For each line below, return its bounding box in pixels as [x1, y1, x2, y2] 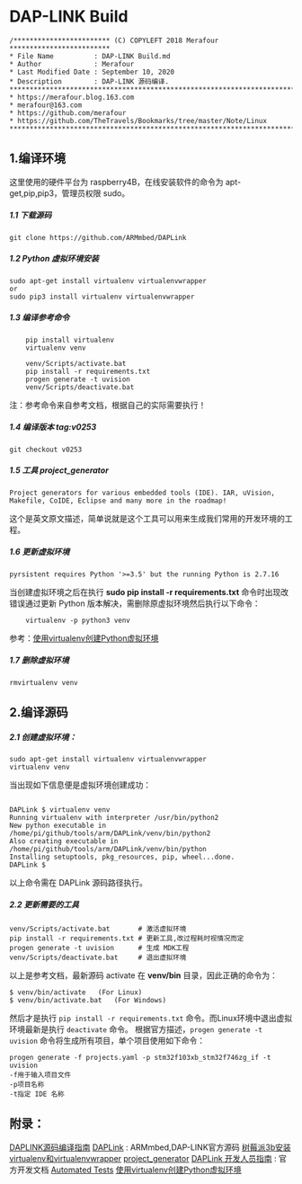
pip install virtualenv [25, 335, 115, 344]
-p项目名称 [9, 1080, 45, 1089]
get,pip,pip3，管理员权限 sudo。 [9, 187, 130, 199]
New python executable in [9, 821, 106, 830]
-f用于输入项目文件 [9, 1070, 72, 1080]
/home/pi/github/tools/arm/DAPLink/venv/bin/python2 [9, 829, 211, 838]
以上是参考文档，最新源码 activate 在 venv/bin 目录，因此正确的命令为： [9, 969, 279, 981]
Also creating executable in [9, 836, 119, 846]
